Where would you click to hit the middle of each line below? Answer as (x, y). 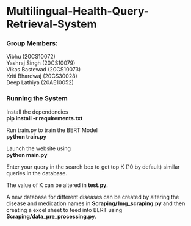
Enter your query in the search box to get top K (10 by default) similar (93, 167)
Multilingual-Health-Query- (78, 11)
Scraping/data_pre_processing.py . (51, 216)
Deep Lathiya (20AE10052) (40, 82)
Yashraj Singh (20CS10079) (41, 63)
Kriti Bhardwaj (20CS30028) (42, 76)
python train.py (27, 136)
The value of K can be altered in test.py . (57, 185)
